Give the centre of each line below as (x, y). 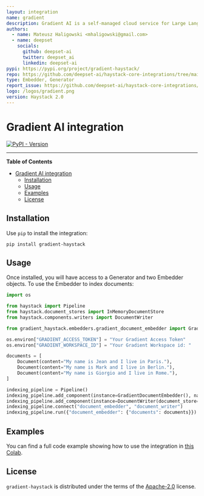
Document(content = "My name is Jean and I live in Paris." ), (95, 362)
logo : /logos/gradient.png (40, 91)
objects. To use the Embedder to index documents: (70, 284)
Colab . (15, 452)
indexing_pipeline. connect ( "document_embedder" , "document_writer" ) (95, 407)
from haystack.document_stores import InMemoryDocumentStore (85, 312)
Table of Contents (29, 161)
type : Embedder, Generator (40, 80)
